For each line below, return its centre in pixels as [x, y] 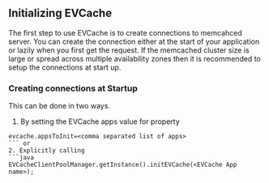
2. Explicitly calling [47, 151]
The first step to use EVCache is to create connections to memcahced [126, 32]
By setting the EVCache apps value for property [100, 121]
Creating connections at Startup [73, 88]
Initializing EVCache [60, 13]
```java [21, 158]
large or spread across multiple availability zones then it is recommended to [134, 58]
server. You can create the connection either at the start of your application [134, 41]
